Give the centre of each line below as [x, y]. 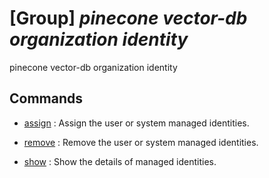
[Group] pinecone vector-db [128, 18]
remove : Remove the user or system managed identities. [141, 142]
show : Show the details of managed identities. [120, 161]
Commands [46, 98]
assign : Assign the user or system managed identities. [136, 123]
